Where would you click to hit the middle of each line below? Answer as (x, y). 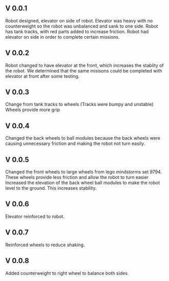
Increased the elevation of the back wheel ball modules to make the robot (82, 183)
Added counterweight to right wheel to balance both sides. (67, 273)
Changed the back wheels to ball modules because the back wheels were (83, 138)
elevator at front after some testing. (43, 76)
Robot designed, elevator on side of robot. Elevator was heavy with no (79, 20)
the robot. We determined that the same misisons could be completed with (84, 70)
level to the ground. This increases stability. (51, 188)
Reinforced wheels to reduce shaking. (45, 245)
